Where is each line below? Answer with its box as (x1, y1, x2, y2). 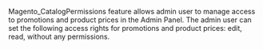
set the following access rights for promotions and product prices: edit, (8, 24, 242, 32)
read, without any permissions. (8, 32, 110, 41)
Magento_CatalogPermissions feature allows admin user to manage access (8, 7, 256, 16)
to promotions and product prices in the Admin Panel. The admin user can (8, 15, 252, 24)
